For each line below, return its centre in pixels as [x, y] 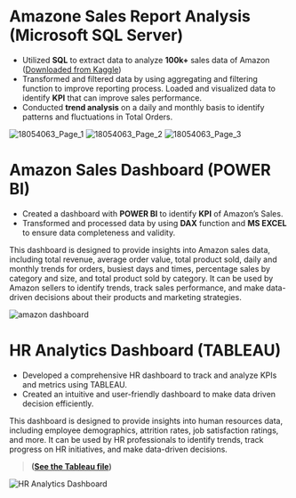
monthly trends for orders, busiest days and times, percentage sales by [140, 268]
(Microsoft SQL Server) [96, 35]
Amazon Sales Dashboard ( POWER [140, 170]
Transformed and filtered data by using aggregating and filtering [140, 78]
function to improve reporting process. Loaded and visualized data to [148, 88]
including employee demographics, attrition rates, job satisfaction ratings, [144, 430]
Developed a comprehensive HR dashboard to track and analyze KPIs [149, 375]
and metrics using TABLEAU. [74, 384]
